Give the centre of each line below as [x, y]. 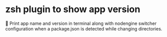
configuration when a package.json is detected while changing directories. [84, 28]
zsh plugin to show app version [73, 9]
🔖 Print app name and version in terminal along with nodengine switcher [81, 23]
